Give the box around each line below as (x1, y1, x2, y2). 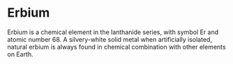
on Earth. (7, 50, 33, 58)
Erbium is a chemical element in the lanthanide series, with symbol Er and (7, 28, 219, 36)
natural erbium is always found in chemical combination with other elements (7, 42, 226, 51)
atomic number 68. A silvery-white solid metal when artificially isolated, (7, 35, 213, 43)
